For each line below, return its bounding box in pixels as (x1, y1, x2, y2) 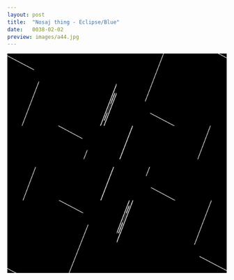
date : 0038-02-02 (7, 26, 64, 33)
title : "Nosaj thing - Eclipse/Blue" (7, 18, 120, 26)
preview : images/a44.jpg (7, 33, 79, 40)
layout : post (7, 11, 45, 18)
